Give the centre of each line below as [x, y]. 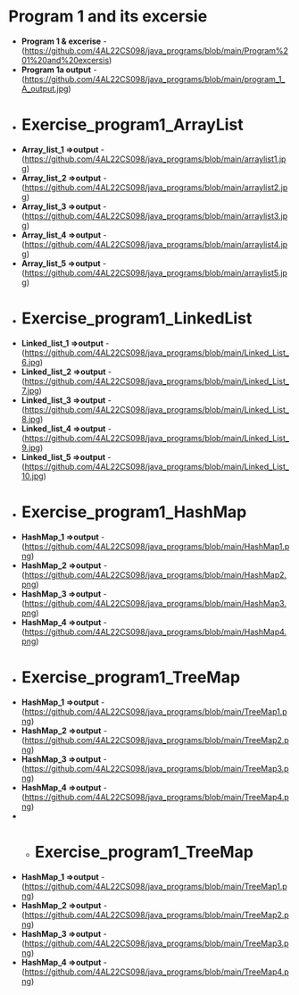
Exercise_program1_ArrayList [133, 125]
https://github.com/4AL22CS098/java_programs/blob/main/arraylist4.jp [156, 244]
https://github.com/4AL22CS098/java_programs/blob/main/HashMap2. [156, 574]
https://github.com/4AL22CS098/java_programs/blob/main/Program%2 [157, 50]
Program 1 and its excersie [108, 17]
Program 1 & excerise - [64, 41]
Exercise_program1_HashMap [134, 512]
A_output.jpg [45, 88]
